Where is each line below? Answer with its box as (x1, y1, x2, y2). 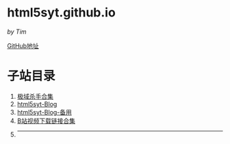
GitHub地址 (7, 41, 39, 49)
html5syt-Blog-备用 (16, 108, 72, 116)
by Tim (7, 27, 27, 36)
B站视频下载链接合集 (16, 117, 75, 125)
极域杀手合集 (16, 92, 53, 100)
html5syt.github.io (7, 5, 116, 21)
